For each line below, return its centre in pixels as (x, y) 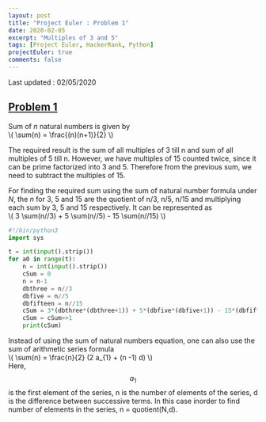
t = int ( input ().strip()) (51, 252)
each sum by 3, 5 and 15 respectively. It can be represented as (110, 207)
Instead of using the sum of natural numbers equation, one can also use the (132, 340)
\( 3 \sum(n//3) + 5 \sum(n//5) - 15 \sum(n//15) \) (87, 215)
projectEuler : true (40, 52)
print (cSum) (42, 325)
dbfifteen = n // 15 (53, 303)
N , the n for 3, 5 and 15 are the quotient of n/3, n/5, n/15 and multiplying (125, 199)
